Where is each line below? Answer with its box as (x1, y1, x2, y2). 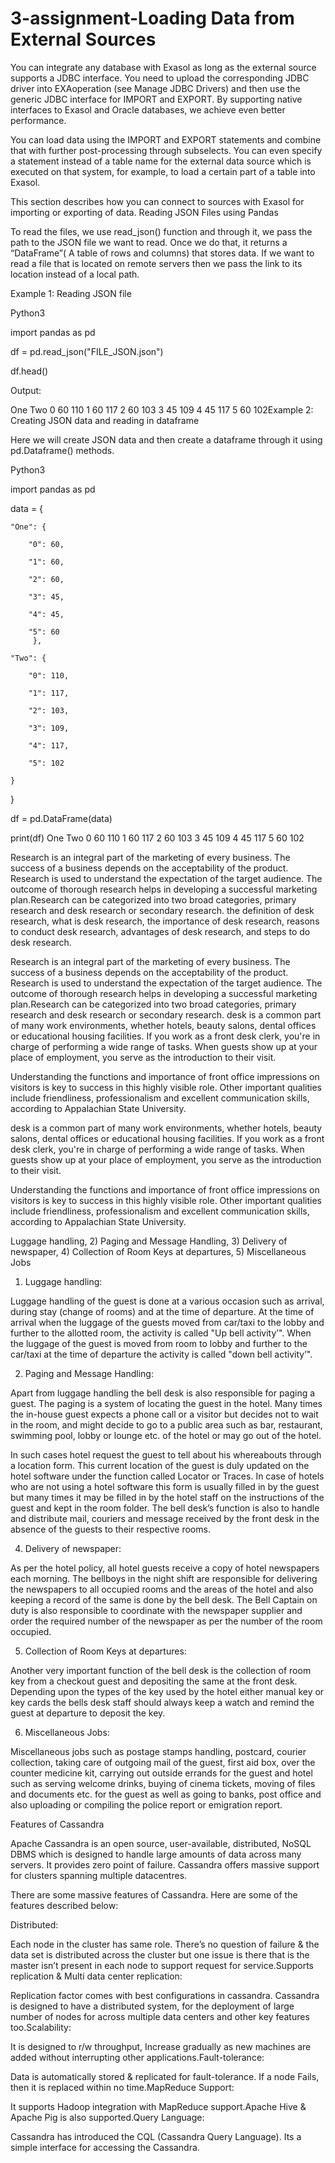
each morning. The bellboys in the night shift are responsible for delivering (10, 1572, 318, 1584)
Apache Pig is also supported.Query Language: (10, 2111, 205, 2123)
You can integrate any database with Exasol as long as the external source (10, 61, 317, 73)
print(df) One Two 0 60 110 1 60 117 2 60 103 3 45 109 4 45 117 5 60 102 (10, 832, 305, 844)
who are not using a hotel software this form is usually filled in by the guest (10, 1480, 320, 1492)
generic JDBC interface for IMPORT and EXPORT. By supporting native (10, 93, 303, 105)
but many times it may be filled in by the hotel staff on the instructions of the (10, 1491, 325, 1503)
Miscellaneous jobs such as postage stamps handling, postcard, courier (10, 1745, 307, 1757)
